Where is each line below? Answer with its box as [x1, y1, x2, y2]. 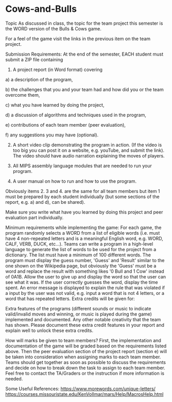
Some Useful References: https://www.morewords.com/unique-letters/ [5, 386, 156, 392]
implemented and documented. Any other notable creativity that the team [5, 316, 161, 322]
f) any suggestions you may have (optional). [5, 132, 99, 138]
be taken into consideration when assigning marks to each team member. [5, 354, 161, 360]
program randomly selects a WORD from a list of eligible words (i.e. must [5, 230, 160, 236]
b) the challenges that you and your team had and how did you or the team [5, 86, 164, 93]
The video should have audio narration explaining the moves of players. [12, 152, 165, 159]
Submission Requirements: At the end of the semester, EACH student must [5, 51, 164, 57]
